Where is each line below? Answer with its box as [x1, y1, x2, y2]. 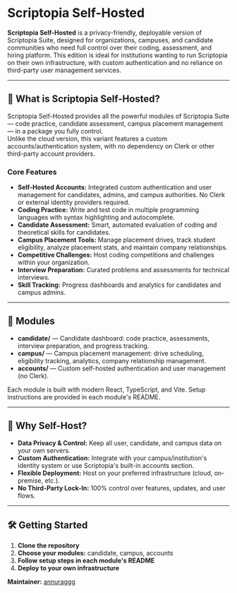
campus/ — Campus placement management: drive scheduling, [17, 348, 205, 358]
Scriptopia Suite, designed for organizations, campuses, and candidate [7, 35, 214, 44]
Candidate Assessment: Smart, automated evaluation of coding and [17, 221, 217, 229]
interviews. [17, 274, 50, 282]
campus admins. [17, 288, 66, 297]
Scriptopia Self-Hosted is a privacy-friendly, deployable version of [7, 28, 202, 37]
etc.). [44, 476, 60, 485]
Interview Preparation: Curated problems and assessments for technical [17, 266, 230, 274]
